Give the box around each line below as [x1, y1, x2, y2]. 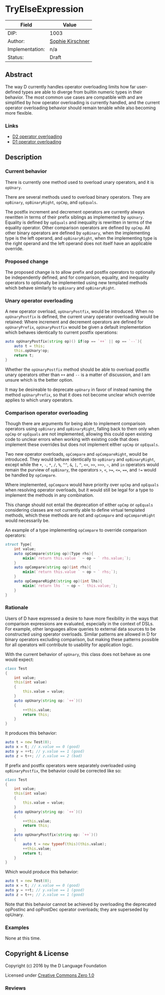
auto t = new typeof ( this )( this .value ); [23, 841, 107, 846]
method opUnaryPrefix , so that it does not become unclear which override [5, 391, 155, 397]
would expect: [5, 656, 34, 662]
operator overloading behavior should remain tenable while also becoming [5, 105, 156, 111]
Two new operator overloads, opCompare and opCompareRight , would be [5, 451, 148, 457]
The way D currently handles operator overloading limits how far [5, 84, 136, 89]
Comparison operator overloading [5, 409, 89, 416]
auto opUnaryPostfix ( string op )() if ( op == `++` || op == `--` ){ [5, 339, 142, 344]
